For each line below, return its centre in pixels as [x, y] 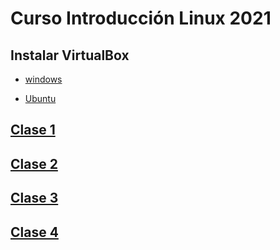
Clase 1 [33, 130]
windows [43, 79]
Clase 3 [34, 198]
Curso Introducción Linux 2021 [141, 18]
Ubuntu [40, 98]
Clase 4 [34, 232]
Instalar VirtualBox [70, 55]
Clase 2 [34, 163]
